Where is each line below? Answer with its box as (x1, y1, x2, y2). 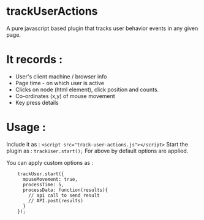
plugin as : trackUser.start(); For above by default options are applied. (6, 147, 189, 154)
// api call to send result (28, 192, 100, 199)
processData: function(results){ (22, 187, 108, 193)
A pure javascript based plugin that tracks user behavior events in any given (6, 25, 198, 32)
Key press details (15, 99, 59, 106)
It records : (6, 53, 63, 67)
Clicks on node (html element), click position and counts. (15, 86, 159, 93)
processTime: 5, (22, 181, 64, 188)
